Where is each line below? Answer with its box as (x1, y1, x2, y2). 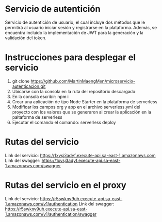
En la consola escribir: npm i (12, 94, 69, 99)
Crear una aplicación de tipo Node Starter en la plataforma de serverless (12, 98, 158, 105)
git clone (12, 78, 30, 84)
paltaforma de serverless (12, 114, 63, 120)
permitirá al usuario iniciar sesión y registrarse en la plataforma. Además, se (5, 24, 157, 30)
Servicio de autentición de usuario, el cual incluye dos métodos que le (5, 19, 146, 25)
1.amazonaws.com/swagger (5, 162, 61, 168)
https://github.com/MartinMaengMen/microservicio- (31, 78, 135, 84)
